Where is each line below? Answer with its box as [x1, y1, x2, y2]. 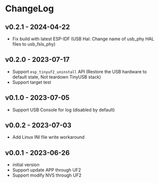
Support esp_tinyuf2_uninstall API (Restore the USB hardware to [12, 68, 147, 74]
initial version [12, 162, 40, 168]
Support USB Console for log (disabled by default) [12, 107, 115, 113]
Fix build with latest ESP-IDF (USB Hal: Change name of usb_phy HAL [12, 36, 155, 42]
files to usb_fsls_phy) [12, 41, 56, 47]
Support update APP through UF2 [12, 167, 81, 173]
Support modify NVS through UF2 [12, 172, 82, 179]
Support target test [12, 79, 51, 85]
